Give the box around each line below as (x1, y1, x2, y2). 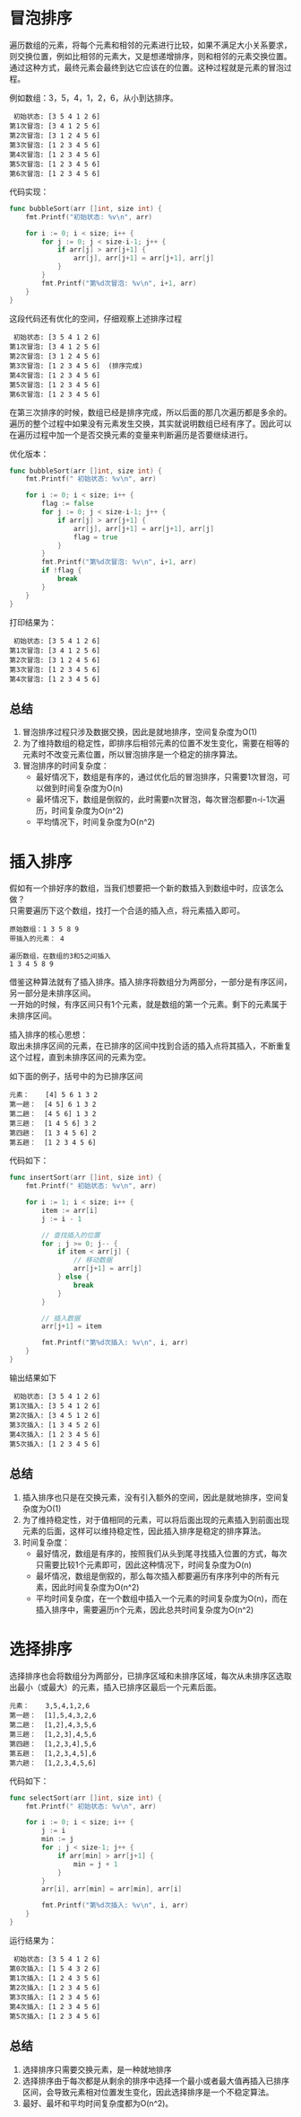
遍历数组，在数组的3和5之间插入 (9, 952, 111, 961)
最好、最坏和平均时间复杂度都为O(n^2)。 (21, 2097, 174, 2108)
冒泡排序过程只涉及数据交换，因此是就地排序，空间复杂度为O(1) (21, 727, 258, 738)
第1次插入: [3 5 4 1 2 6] (9, 1401, 101, 1411)
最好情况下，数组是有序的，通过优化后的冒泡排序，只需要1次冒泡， (35, 772, 283, 783)
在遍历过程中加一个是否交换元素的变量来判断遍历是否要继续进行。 (9, 429, 253, 440)
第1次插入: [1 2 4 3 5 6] (9, 1973, 101, 1982)
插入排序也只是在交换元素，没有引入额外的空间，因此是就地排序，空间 (21, 1492, 282, 1502)
